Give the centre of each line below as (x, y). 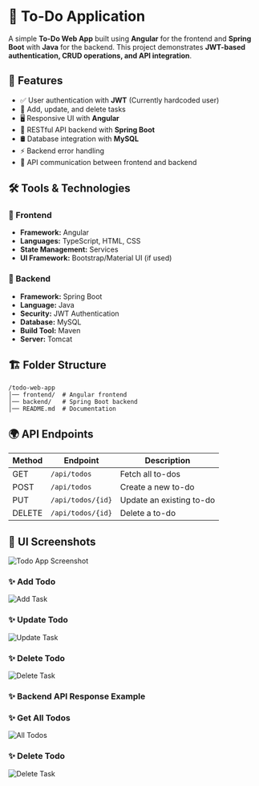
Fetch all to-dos (150, 474)
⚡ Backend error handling (62, 151)
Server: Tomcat (46, 339)
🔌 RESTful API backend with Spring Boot (87, 129)
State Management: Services (69, 250)
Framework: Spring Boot (61, 296)
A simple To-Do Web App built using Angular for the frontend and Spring (130, 38)
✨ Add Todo (32, 582)
